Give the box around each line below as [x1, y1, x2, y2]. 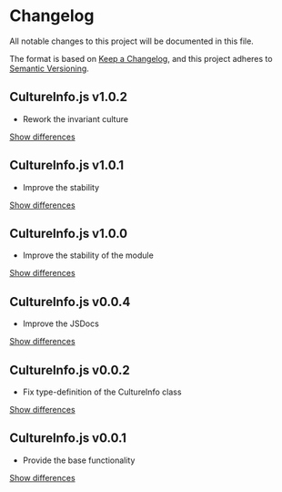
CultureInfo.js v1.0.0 [9, 225, 128, 241]
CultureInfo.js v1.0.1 [9, 158, 125, 173]
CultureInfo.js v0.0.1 [9, 430, 127, 446]
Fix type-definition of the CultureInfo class [22, 386, 182, 397]
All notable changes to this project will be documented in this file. [9, 36, 255, 46]
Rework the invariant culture [22, 113, 129, 124]
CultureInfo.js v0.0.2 [9, 362, 130, 378]
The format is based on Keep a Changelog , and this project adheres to [9, 53, 273, 64]
